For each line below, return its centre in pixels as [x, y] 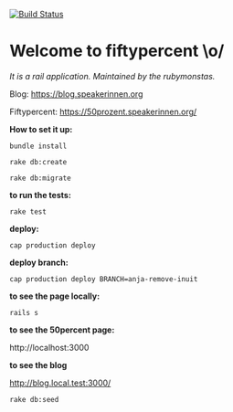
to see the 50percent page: [62, 330]
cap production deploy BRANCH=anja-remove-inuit [104, 279]
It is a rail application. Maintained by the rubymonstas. [112, 76]
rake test [28, 211]
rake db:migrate [40, 178]
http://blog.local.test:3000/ [60, 383]
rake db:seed [34, 399]
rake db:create [38, 162]
